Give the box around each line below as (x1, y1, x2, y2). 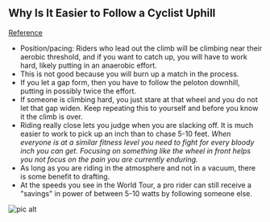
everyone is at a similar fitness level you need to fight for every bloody (19, 137, 255, 147)
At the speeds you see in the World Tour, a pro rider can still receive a (19, 180, 252, 190)
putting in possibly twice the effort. (19, 86, 137, 96)
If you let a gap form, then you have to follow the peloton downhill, (19, 77, 240, 87)
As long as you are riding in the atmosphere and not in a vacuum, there (19, 162, 256, 172)
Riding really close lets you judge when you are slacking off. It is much (19, 120, 254, 129)
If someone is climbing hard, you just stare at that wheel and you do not (19, 94, 258, 104)
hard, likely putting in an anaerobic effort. (19, 60, 157, 70)
